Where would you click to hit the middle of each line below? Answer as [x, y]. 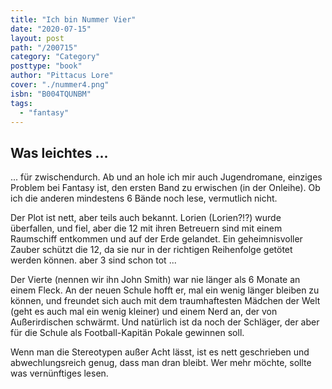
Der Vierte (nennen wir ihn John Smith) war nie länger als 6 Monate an [155, 280]
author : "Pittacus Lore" [62, 76]
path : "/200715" [44, 47]
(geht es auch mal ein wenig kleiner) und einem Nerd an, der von [144, 312]
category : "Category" [55, 57]
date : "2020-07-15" [51, 29]
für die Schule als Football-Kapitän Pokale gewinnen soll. [127, 333]
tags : [21, 103]
